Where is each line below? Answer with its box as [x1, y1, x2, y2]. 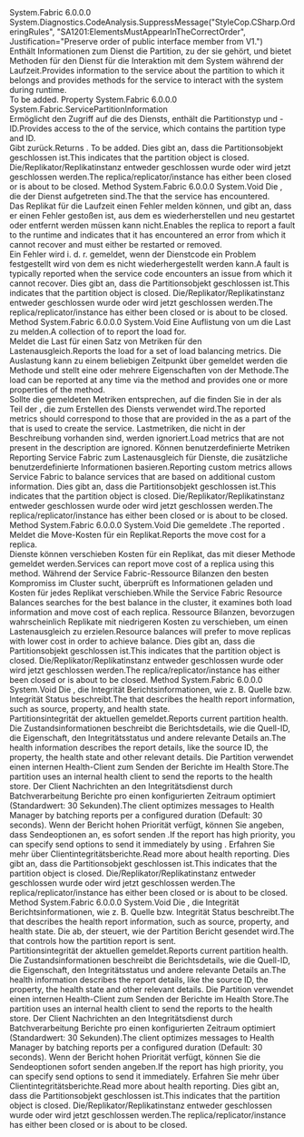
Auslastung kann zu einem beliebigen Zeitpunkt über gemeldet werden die [9, 355, 289, 366]
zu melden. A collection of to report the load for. [9, 326, 187, 337]
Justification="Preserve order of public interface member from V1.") [9, 36, 263, 46]
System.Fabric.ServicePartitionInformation [9, 104, 168, 115]
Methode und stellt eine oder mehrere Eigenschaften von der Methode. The [9, 365, 289, 375]
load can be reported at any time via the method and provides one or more [9, 375, 289, 385]
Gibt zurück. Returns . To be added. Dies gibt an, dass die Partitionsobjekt [9, 143, 284, 153]
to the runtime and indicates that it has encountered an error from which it [9, 229, 286, 240]
